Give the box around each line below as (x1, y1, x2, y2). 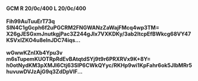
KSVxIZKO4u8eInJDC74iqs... (6, 37, 81, 44)
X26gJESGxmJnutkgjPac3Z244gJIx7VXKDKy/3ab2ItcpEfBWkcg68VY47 (6, 30, 191, 38)
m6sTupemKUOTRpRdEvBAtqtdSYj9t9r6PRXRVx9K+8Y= (6, 56, 151, 63)
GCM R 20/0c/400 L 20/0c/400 (6, 5, 86, 12)
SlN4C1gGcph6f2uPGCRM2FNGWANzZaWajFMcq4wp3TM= (6, 24, 159, 31)
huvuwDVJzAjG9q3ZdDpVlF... (6, 68, 83, 75)
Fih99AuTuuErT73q (6, 18, 55, 25)
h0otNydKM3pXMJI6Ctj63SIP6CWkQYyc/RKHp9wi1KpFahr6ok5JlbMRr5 (6, 62, 192, 69)
